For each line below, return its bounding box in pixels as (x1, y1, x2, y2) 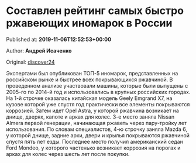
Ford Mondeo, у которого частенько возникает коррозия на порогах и (6, 144, 181, 151)
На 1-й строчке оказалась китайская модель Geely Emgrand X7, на (6, 95, 173, 102)
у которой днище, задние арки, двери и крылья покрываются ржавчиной (6, 131, 190, 138)
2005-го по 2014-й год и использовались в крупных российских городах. (6, 88, 191, 95)
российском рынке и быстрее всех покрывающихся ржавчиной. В (6, 76, 173, 83)
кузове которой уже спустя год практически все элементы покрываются (6, 100, 190, 107)
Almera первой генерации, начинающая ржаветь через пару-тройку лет (6, 119, 187, 126)
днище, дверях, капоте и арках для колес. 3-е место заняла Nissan (6, 113, 174, 120)
